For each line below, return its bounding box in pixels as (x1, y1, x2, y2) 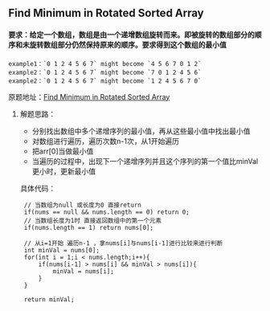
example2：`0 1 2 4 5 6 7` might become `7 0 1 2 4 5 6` (8, 68, 202, 76)
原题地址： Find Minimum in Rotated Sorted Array (8, 92, 170, 101)
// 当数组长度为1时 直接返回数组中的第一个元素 (23, 216, 162, 224)
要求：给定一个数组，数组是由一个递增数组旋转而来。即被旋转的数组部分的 (8, 30, 255, 39)
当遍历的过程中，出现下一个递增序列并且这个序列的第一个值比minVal (31, 156, 259, 166)
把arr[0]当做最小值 (31, 146, 94, 156)
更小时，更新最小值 (31, 166, 96, 176)
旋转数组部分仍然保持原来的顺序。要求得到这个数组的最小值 (29, 39, 227, 49)
